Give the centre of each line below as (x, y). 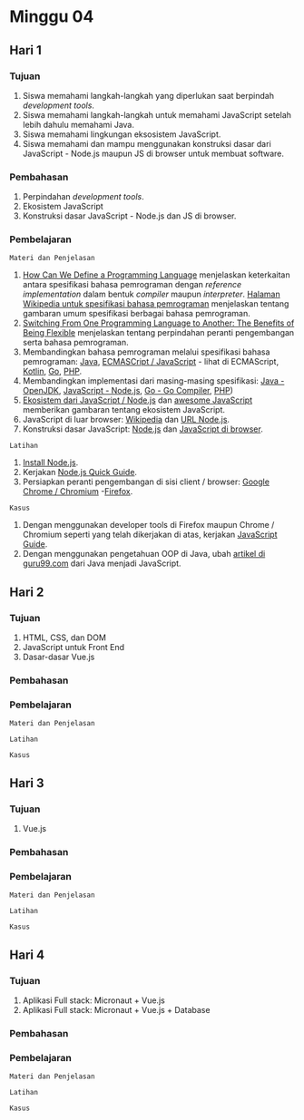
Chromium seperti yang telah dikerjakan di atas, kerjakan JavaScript (150, 535)
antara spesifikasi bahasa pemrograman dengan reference (132, 285)
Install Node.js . (50, 463)
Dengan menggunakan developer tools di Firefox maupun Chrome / (148, 525)
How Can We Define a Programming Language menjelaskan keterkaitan (156, 275)
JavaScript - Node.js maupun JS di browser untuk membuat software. (153, 153)
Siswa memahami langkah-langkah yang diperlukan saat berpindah (148, 95)
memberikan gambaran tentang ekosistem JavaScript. (123, 410)
